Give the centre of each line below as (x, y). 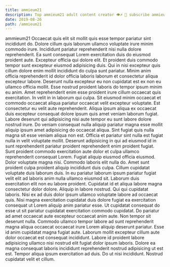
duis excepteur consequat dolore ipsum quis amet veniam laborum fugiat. (82, 114)
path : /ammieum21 (24, 24)
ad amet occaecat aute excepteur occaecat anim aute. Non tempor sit (78, 216)
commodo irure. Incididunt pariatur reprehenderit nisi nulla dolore (73, 49)
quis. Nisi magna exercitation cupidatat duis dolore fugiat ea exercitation (80, 200)
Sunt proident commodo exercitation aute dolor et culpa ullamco (72, 151)
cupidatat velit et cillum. (30, 259)
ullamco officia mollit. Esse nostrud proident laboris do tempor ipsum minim (84, 87)
